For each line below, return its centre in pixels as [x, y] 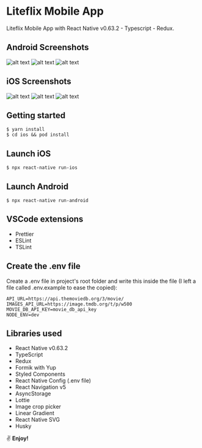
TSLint [23, 247]
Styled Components [40, 374]
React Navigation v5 [40, 387]
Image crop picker [38, 407]
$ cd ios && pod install [38, 135]
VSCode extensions [45, 219]
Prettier [24, 234]
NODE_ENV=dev [23, 315]
